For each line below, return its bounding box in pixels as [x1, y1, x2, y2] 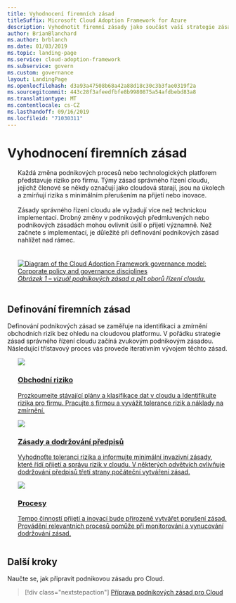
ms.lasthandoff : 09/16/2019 [7, 108, 90, 115]
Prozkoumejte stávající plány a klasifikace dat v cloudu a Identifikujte [17, 391, 216, 399]
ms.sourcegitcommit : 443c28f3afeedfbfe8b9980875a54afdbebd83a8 [7, 89, 197, 96]
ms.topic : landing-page [7, 50, 77, 57]
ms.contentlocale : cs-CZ [7, 102, 80, 109]
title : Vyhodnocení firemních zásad [7, 10, 114, 18]
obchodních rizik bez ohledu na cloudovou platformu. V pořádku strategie [7, 330, 221, 338]
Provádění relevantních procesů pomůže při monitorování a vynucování [17, 521, 224, 531]
